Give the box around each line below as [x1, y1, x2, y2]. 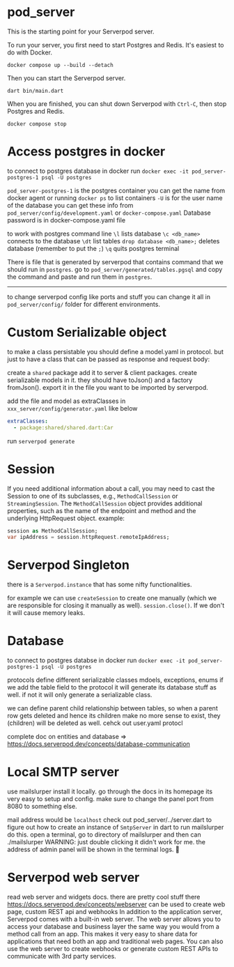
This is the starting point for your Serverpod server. [7, 27, 155, 36]
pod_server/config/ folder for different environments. [7, 300, 160, 308]
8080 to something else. [7, 802, 78, 811]
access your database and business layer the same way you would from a [7, 922, 219, 931]
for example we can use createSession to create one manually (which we [7, 594, 217, 602]
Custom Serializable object [7, 325, 167, 340]
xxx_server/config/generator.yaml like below [7, 404, 138, 412]
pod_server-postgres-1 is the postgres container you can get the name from [7, 186, 226, 195]
